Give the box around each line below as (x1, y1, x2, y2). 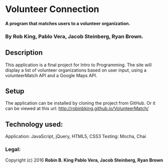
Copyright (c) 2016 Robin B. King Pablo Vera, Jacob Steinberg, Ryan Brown (5, 157, 163, 163)
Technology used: (5, 120, 63, 128)
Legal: (5, 146, 21, 153)
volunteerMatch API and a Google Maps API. (5, 72, 98, 78)
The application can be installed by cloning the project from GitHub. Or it (5, 100, 156, 106)
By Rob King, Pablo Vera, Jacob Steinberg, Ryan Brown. (5, 33, 144, 40)
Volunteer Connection (5, 4, 100, 15)
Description (5, 49, 43, 57)
